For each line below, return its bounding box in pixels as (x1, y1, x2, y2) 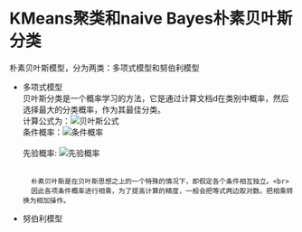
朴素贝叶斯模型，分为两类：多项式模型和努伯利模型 (9, 62, 200, 73)
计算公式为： (22, 115, 71, 126)
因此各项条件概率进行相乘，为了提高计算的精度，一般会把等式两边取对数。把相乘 (31, 186, 287, 195)
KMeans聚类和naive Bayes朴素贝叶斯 (9, 8, 293, 29)
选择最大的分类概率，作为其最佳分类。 (22, 104, 165, 115)
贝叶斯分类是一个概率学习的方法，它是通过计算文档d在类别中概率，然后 (22, 92, 289, 104)
